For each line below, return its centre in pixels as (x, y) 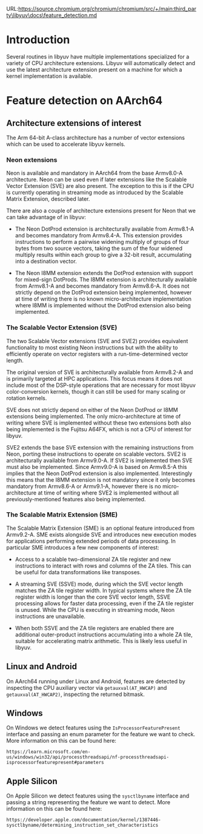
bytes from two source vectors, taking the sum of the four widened (99, 248)
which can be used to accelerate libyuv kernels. (66, 144)
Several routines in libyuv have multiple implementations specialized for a (98, 57)
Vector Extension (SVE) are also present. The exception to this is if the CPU (100, 186)
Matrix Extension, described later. (48, 199)
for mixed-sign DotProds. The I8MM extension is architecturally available (106, 280)
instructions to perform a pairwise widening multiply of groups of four (102, 242)
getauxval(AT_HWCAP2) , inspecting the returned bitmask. (75, 694)
